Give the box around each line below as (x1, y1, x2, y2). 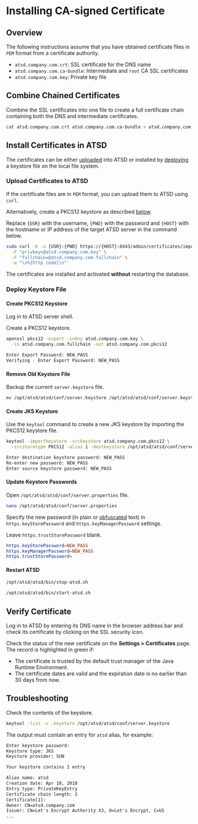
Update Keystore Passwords (6, 478, 78, 485)
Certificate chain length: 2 (6, 791, 78, 797)
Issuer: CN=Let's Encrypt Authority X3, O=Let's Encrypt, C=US (6, 807, 165, 814)
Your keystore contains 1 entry (6, 764, 85, 770)
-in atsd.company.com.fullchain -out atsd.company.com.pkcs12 (11, 341, 167, 348)
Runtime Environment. (14, 664, 69, 671)
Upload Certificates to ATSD (6, 177, 88, 185)
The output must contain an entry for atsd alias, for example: (6, 731, 153, 738)
